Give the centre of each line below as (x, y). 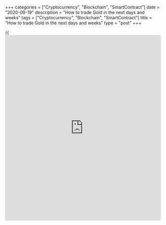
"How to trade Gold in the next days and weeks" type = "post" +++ (73, 23)
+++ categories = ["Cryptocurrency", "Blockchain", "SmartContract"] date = (83, 7)
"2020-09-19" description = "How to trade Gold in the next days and (75, 12)
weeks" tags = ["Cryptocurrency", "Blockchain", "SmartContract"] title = (79, 18)
